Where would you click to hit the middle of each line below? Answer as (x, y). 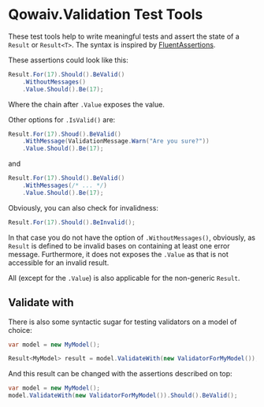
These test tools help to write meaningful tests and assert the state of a (124, 36)
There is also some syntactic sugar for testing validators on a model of (123, 322)
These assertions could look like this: (68, 60)
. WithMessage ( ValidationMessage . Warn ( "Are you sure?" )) (116, 141)
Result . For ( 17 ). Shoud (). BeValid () (65, 134)
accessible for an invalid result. (59, 263)
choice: (20, 330)
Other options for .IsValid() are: (62, 119)
